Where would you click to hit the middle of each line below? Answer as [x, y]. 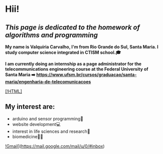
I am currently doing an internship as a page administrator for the [73, 64]
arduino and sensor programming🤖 [48, 118]
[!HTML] [14, 91]
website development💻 [36, 124]
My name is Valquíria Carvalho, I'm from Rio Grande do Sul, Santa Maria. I [82, 47]
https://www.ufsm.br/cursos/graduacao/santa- [86, 75]
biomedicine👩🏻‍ [28, 136]
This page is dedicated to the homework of [73, 27]
